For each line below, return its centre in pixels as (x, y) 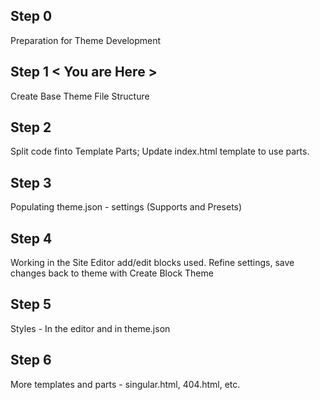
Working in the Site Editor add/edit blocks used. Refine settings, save (152, 263)
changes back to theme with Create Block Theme (112, 273)
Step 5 (31, 304)
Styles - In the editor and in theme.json (90, 328)
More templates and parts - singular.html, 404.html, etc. (125, 384)
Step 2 (31, 127)
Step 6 (31, 360)
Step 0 (31, 16)
